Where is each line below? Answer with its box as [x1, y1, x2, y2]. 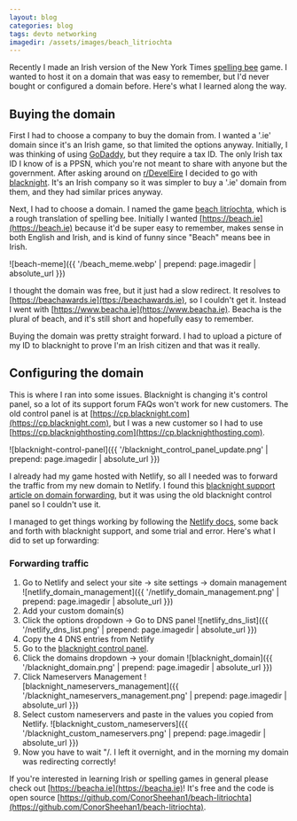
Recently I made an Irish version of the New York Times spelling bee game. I [9, 62, 288, 73]
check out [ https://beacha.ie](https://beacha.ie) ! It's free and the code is [9, 783, 275, 794]
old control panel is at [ [9, 408, 93, 418]
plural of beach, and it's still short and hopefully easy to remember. [9, 314, 254, 324]
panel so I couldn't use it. [9, 498, 102, 510]
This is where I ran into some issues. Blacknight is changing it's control [9, 389, 268, 400]
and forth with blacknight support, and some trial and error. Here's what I [9, 525, 276, 536]
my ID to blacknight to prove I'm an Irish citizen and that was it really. [9, 340, 261, 351]
